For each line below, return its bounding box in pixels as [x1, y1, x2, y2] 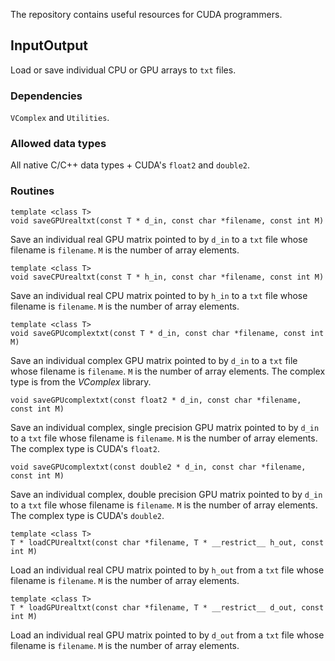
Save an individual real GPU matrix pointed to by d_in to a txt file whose [10, 233, 308, 245]
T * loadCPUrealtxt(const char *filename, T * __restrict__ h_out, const [10, 537, 325, 548]
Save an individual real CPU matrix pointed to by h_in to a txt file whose [10, 289, 308, 301]
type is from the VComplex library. [10, 375, 152, 388]
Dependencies [10, 89, 83, 103]
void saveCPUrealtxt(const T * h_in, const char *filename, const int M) [10, 272, 325, 282]
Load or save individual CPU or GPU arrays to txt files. [10, 64, 237, 76]
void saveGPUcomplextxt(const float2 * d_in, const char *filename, [10, 395, 302, 405]
